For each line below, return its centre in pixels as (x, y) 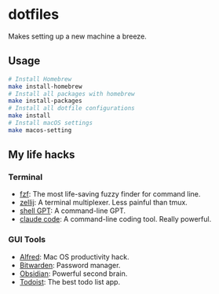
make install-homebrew (45, 86)
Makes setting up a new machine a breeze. (77, 36)
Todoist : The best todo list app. (69, 281)
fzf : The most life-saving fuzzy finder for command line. (110, 194)
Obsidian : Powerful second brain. (73, 274)
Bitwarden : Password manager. (70, 265)
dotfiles (34, 15)
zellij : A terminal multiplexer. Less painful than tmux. (104, 203)
